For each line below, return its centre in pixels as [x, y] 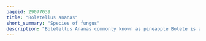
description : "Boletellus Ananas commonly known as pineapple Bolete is [101, 29]
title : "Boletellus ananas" [42, 17]
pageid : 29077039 [29, 12]
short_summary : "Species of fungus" [53, 23]
